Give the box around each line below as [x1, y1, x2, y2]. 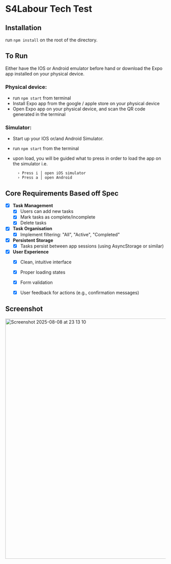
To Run [5, 52, 28, 60]
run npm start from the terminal [12, 145, 79, 152]
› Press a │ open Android [17, 175, 72, 180]
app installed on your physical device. [5, 70, 85, 77]
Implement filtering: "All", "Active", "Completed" [20, 231, 120, 237]
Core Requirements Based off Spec [5, 189, 119, 198]
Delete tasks [20, 220, 47, 226]
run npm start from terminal [12, 95, 71, 101]
